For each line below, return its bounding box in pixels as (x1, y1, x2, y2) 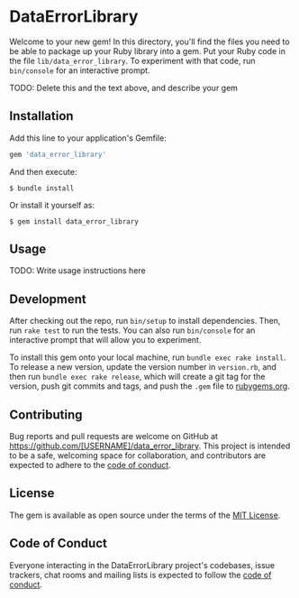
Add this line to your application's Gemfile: (9, 133, 167, 143)
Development (9, 291, 87, 307)
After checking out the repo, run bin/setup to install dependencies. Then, (9, 316, 281, 327)
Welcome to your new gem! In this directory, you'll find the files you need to (9, 36, 290, 47)
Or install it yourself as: (9, 199, 95, 210)
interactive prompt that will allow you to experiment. (9, 335, 202, 345)
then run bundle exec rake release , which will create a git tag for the (9, 372, 266, 382)
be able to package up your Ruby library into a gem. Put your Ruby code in (9, 45, 286, 56)
